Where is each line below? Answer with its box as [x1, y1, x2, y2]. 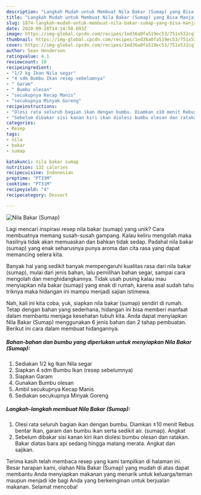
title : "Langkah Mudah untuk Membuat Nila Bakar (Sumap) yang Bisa [6, 14, 178, 20]
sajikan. [14, 446, 34, 453]
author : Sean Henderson [6, 48, 66, 54]
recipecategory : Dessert [6, 192, 68, 198]
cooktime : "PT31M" [6, 181, 52, 187]
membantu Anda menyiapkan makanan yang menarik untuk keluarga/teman [6, 470, 193, 478]
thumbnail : [6, 37, 33, 42]
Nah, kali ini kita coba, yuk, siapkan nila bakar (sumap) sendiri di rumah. [6, 299, 184, 306]
